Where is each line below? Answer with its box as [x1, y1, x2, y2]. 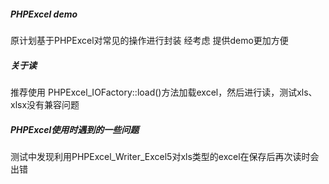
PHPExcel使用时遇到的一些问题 [10, 123, 140, 135]
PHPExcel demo [10, 8, 78, 20]
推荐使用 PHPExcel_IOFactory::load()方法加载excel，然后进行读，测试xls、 [10, 86, 318, 98]
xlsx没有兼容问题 [10, 98, 80, 110]
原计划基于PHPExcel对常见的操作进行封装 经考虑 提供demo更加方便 [10, 34, 289, 46]
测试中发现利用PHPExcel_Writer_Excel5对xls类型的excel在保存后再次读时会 [10, 150, 320, 162]
